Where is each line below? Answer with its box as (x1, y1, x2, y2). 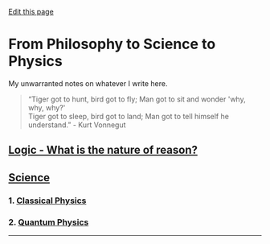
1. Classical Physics (8, 195, 87, 206)
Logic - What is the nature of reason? (8, 143, 198, 157)
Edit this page (8, 7, 54, 16)
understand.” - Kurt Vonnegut (27, 120, 126, 130)
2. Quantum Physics (8, 217, 89, 228)
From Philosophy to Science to (8, 35, 216, 53)
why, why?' (27, 102, 66, 112)
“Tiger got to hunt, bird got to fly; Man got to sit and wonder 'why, (27, 94, 247, 104)
